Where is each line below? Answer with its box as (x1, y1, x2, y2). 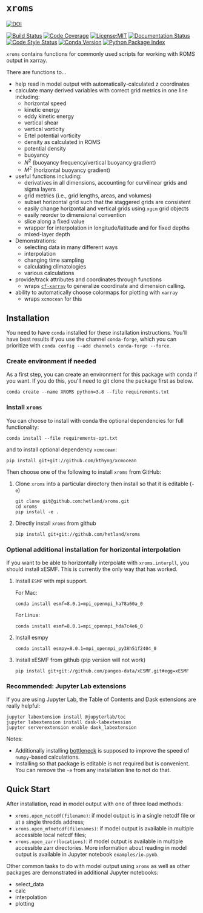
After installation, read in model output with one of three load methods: (6, 800, 183, 807)
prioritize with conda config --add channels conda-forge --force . (6, 342, 171, 349)
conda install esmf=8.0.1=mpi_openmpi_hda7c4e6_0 (15, 623, 144, 629)
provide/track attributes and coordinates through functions (15, 276, 162, 283)
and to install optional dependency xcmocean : (6, 446, 118, 453)
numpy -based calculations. (15, 753, 80, 761)
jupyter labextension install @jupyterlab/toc (6, 714, 126, 720)
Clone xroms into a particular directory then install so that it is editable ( (15, 480, 192, 487)
